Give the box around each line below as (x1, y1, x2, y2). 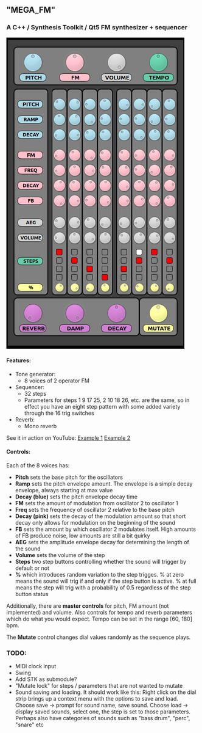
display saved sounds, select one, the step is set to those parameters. (15, 708, 190, 715)
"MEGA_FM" (6, 5, 56, 15)
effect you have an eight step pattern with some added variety (24, 403, 181, 410)
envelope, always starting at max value (15, 487, 113, 494)
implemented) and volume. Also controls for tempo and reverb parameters (6, 609, 193, 616)
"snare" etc (15, 721, 44, 729)
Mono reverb (24, 422, 57, 429)
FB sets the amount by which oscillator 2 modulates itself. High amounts (15, 525, 197, 533)
